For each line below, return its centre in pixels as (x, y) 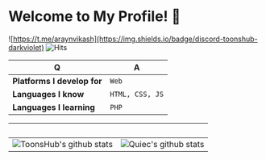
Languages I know (48, 94)
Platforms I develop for (57, 81)
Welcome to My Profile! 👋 (95, 17)
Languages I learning (54, 107)
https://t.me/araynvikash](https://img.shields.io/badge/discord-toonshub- (135, 39)
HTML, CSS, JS (137, 94)
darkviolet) (26, 47)
